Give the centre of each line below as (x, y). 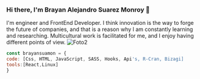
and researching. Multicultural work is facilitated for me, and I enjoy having (100, 36)
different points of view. (36, 43)
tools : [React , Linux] (33, 65)
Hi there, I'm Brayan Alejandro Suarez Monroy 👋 (78, 10)
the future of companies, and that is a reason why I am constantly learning (100, 29)
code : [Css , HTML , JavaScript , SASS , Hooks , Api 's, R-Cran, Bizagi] (95, 59)
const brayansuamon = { (37, 53)
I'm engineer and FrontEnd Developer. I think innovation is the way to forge (100, 23)
